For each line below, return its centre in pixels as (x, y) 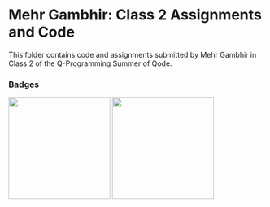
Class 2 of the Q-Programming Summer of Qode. (90, 63)
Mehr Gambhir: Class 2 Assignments (135, 15)
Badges (24, 84)
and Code (42, 32)
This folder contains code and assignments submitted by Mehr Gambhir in (133, 54)
